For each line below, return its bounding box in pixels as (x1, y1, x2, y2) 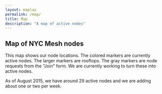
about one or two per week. (5, 83, 62, 89)
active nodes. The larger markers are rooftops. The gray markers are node (5, 58, 158, 64)
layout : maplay (5, 7, 37, 12)
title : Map (5, 16, 28, 21)
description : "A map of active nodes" (5, 21, 85, 26)
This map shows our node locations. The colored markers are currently (5, 52, 151, 58)
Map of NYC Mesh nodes (5, 39, 84, 47)
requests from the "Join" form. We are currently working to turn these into (5, 63, 157, 69)
